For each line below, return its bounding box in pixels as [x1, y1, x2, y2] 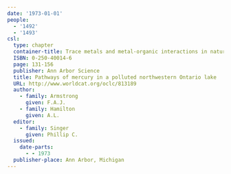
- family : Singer [19, 125, 69, 132]
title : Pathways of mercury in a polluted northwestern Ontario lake [13, 73, 217, 81]
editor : [13, 118, 36, 125]
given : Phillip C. [25, 131, 78, 138]
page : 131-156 [13, 61, 54, 68]
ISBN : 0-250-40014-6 [13, 55, 72, 62]
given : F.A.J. [25, 99, 67, 106]
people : [7, 16, 30, 23]
